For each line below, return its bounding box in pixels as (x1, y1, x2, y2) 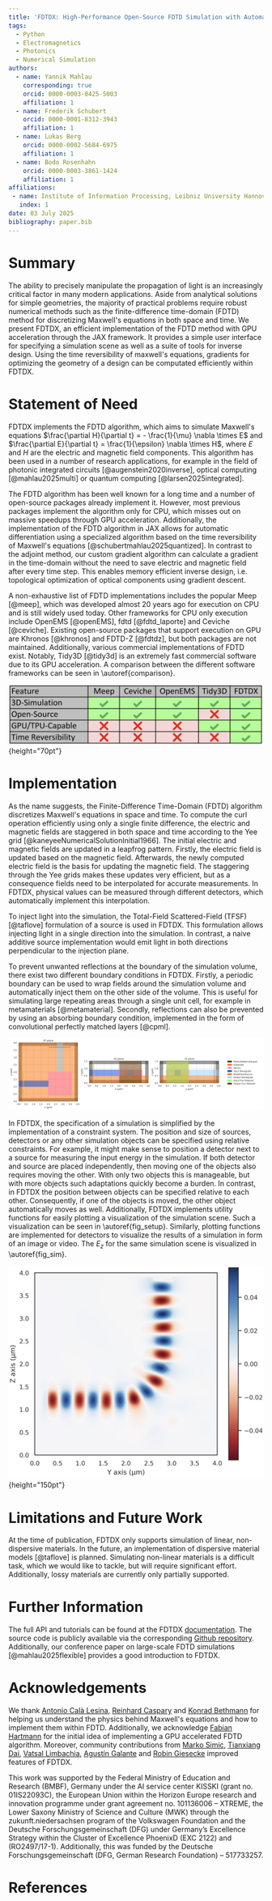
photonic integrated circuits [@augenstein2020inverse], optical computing (8, 465, 257, 474)
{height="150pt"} (8, 1480, 66, 1490)
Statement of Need (8, 395, 138, 413)
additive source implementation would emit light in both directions (8, 937, 228, 947)
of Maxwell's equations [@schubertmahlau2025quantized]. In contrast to (8, 541, 253, 550)
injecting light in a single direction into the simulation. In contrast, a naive (8, 928, 251, 938)
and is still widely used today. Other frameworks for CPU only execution (8, 608, 249, 617)
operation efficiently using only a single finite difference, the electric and (8, 818, 251, 828)
